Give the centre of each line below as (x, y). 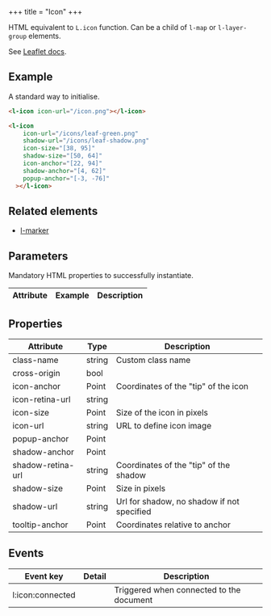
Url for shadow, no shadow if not (178, 502)
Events (26, 553)
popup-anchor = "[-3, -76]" (67, 178)
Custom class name (153, 360)
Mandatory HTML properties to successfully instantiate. (101, 276)
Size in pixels (141, 488)
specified (133, 511)
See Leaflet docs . (38, 51)
